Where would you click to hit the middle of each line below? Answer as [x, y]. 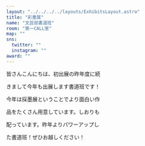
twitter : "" [27, 45]
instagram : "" [29, 51]
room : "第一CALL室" [29, 28]
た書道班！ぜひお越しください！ [45, 137]
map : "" [16, 34]
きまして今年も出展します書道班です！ [53, 86]
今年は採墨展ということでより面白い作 [53, 99]
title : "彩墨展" [25, 17]
